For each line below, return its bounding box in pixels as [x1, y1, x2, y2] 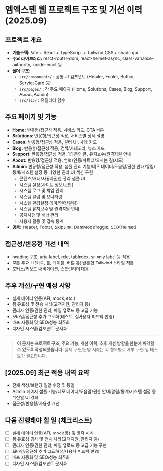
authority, [12, 62, 32, 67]
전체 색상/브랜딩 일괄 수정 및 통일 [12, 382, 75, 388]
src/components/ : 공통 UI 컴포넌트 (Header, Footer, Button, [19, 74, 135, 79]
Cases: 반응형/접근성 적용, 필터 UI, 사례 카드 [12, 139, 97, 145]
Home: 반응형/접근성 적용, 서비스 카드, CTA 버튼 [12, 127, 104, 132]
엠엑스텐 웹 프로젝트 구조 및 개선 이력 [5, 4, 142, 16]
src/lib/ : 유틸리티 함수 [19, 97, 65, 103]
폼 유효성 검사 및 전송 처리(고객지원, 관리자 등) [12, 436, 99, 442]
